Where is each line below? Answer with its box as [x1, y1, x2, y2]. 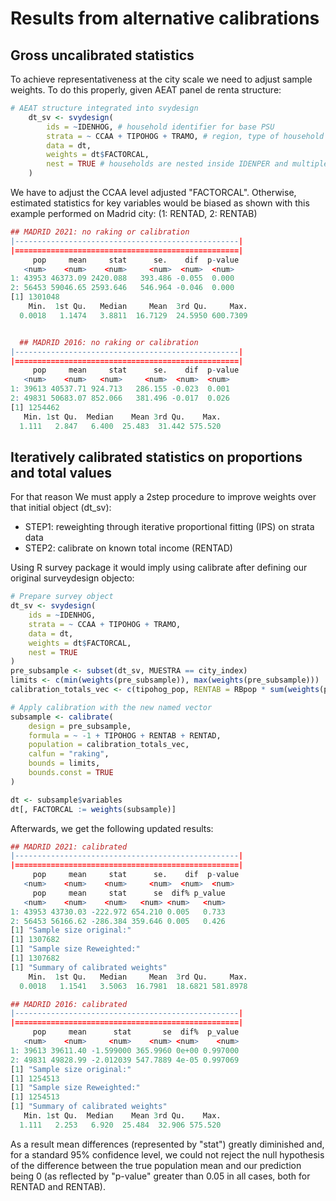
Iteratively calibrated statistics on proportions [10, 448, 303, 466]
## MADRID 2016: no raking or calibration [19, 337, 199, 347]
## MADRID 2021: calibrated [10, 842, 128, 852]
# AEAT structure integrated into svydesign [10, 103, 199, 113]
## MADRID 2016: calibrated [10, 999, 128, 1009]
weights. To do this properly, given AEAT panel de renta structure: [10, 84, 282, 96]
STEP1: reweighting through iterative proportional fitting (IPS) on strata [24, 521, 315, 533]
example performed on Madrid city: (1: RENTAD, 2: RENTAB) [10, 208, 258, 219]
